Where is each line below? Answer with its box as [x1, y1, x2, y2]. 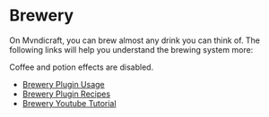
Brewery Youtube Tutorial [22, 97, 117, 108]
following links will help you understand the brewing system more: [9, 44, 254, 54]
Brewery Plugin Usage [22, 79, 105, 89]
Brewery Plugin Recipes [22, 88, 110, 99]
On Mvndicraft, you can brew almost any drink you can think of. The [9, 35, 261, 46]
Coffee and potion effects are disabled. [9, 62, 154, 72]
